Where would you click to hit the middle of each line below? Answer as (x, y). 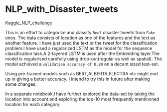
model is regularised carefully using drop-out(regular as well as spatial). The (83, 58)
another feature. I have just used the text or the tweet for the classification (81, 43)
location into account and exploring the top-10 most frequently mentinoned (82, 99)
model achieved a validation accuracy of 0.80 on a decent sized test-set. (82, 64)
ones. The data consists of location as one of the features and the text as (80, 38)
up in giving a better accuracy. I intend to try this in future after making (78, 79)
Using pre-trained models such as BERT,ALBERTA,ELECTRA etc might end (82, 73)
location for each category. (33, 104)
